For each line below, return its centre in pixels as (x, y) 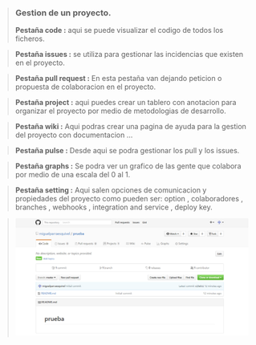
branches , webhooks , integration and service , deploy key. (114, 207)
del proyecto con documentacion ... (74, 135)
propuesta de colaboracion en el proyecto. (85, 87)
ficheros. (30, 39)
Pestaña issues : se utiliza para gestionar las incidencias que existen (129, 55)
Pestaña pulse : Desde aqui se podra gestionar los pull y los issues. (127, 151)
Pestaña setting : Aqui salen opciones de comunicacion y (111, 190)
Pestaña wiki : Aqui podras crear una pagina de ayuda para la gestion (130, 127)
